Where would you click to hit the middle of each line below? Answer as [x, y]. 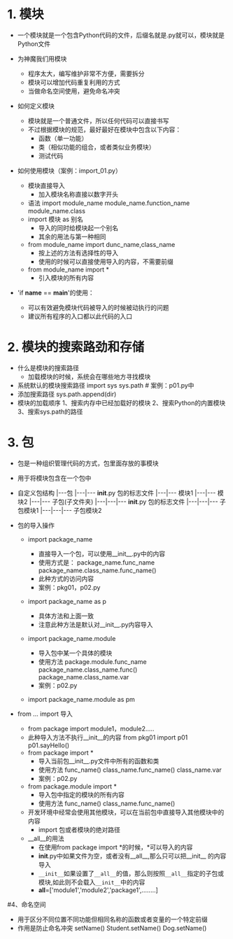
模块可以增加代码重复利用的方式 [74, 82]
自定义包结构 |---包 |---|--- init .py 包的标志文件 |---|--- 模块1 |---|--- [116, 493]
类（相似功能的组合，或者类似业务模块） [97, 147]
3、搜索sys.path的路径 [50, 411]
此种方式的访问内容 [66, 579]
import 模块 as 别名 [56, 219]
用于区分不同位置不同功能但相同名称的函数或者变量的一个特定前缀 [112, 919]
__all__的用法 [46, 838]
